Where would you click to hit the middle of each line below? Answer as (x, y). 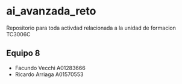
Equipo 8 (23, 53)
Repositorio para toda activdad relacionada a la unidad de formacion (91, 28)
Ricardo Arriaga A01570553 (49, 74)
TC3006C (19, 34)
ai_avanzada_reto (51, 11)
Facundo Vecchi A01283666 (50, 68)
